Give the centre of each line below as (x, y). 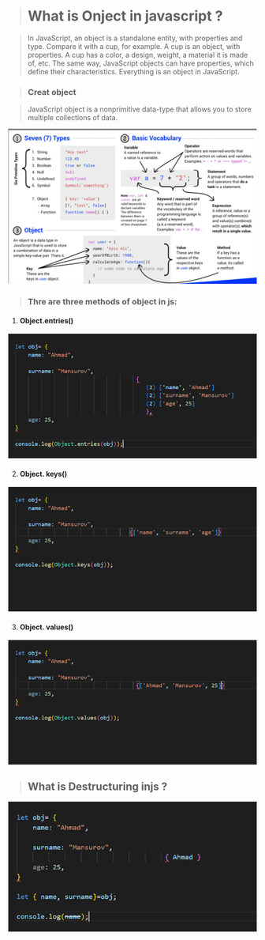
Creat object (52, 92)
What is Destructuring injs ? (97, 787)
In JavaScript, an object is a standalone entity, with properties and (135, 38)
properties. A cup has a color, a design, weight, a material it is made (138, 55)
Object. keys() (43, 474)
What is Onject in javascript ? (125, 16)
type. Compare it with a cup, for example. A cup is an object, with (134, 46)
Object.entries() (47, 320)
